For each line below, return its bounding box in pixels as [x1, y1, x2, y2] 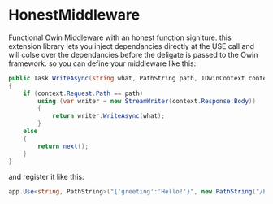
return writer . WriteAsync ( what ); [51, 112, 165, 120]
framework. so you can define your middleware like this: [8, 59, 197, 68]
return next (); [37, 142, 89, 150]
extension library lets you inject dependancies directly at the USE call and [8, 41, 254, 50]
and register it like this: [8, 172, 84, 182]
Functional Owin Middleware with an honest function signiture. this [8, 33, 232, 42]
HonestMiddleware [8, 6, 141, 24]
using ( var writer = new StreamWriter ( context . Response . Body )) [37, 97, 256, 105]
